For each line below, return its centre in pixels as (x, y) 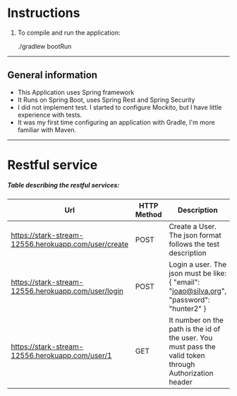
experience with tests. (50, 115)
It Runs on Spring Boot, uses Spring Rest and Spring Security (106, 100)
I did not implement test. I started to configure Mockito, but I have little (120, 107)
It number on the (196, 320)
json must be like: (198, 273)
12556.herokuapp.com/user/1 (61, 355)
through (182, 364)
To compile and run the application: (69, 33)
